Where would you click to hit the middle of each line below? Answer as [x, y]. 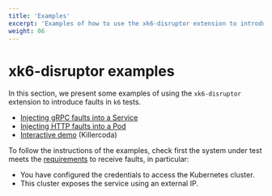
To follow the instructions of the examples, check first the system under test [135, 151]
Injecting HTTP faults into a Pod [73, 126]
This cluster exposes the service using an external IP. [109, 184]
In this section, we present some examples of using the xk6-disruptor [125, 93]
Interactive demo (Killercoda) [68, 135]
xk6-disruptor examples [92, 71]
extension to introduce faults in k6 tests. [75, 102]
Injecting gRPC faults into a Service [79, 117]
